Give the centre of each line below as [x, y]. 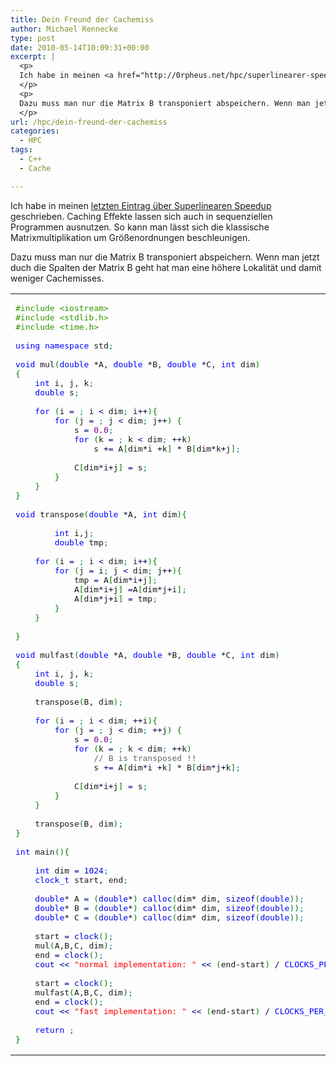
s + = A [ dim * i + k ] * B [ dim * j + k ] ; [167, 767]
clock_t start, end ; [81, 879]
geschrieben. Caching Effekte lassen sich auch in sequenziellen [141, 216]
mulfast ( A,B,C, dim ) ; [83, 992]
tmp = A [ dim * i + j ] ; [115, 579]
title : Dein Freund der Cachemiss [82, 19]
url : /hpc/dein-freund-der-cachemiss [89, 122]
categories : [35, 131]
